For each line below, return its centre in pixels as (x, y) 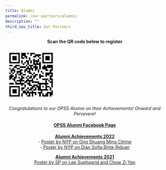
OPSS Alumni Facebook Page (85, 125)
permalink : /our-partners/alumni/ (42, 16)
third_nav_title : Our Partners (38, 27)
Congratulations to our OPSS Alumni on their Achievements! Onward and (85, 108)
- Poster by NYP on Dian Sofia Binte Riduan (85, 147)
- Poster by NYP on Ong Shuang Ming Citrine (85, 142)
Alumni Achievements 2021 (85, 157)
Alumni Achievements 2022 (85, 137)
